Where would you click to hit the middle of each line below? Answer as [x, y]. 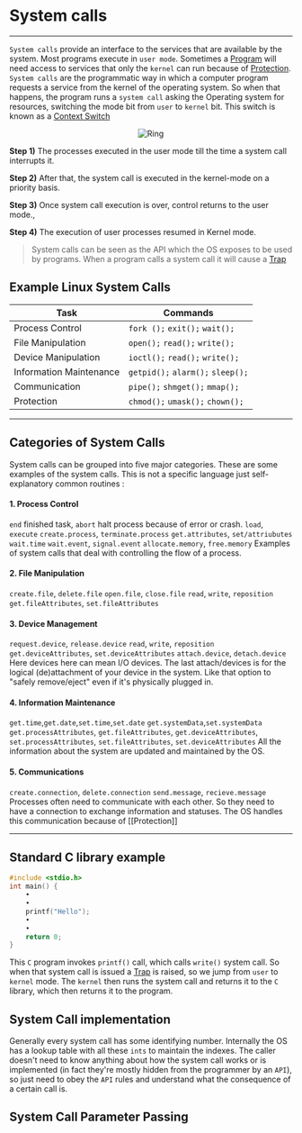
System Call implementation [90, 1019]
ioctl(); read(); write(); [184, 358]
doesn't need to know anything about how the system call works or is [138, 1060]
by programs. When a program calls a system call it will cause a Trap [159, 258]
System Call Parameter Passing [99, 1117]
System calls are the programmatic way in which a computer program [139, 77]
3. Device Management [53, 623]
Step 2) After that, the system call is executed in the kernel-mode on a [139, 177]
